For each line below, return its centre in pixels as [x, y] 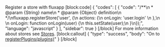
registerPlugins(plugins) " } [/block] [41, 39]
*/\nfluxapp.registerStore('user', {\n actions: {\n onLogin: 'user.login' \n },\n [82, 18]
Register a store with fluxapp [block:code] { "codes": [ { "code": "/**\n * [79, 7]
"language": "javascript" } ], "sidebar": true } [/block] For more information [82, 28]
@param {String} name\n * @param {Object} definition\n [63, 12]
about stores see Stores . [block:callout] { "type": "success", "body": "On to [82, 34]
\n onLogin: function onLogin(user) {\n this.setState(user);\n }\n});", [74, 23]
